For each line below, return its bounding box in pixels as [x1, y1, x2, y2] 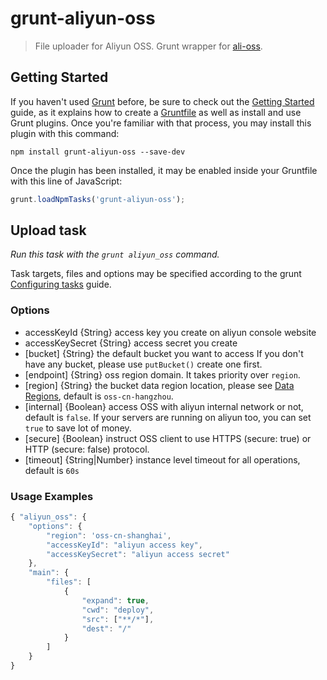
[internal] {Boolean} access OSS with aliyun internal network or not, [24, 400, 304, 412]
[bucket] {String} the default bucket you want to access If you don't [24, 347, 304, 359]
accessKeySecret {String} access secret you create [24, 337, 238, 349]
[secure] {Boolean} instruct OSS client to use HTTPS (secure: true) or [24, 432, 312, 444]
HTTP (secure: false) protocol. [24, 443, 150, 455]
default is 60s [24, 464, 80, 476]
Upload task [10, 222, 87, 239]
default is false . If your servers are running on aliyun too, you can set [24, 411, 312, 423]
